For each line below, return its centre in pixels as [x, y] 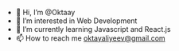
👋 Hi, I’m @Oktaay [45, 12]
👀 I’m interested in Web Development [76, 21]
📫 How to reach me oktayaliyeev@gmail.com [90, 38]
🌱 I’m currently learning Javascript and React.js [93, 29]
